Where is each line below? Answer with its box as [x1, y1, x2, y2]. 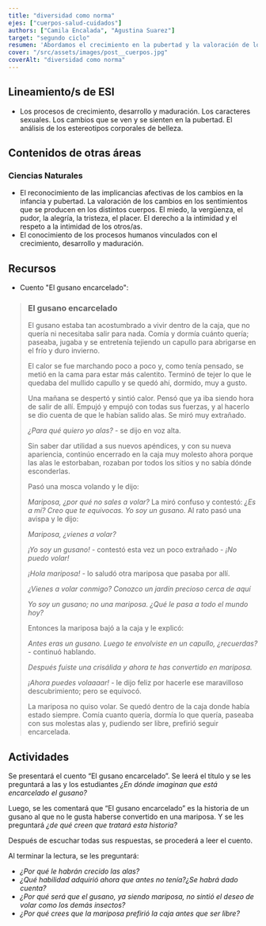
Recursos [8, 261, 57, 275]
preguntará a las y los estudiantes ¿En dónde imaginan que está [8, 780, 218, 789]
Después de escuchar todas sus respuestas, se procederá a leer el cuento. [8, 835, 253, 846]
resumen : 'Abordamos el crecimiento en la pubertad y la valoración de [8, 41, 249, 49]
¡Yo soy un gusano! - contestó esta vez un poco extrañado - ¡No [27, 545, 237, 554]
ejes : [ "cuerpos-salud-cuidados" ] [8, 19, 123, 27]
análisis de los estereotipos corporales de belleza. [19, 123, 184, 133]
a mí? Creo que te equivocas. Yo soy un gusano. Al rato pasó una [27, 506, 241, 515]
